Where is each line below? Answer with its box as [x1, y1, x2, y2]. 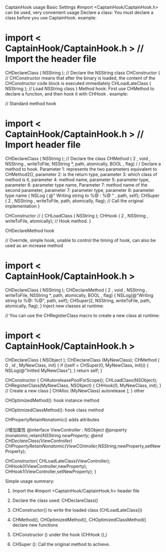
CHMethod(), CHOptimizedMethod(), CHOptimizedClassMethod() [12, 517, 146, 523]
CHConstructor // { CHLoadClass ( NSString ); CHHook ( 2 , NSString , [5, 212, 149, 218]
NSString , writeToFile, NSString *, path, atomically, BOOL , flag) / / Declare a [5, 161, 161, 167]
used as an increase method [5, 242, 63, 248]
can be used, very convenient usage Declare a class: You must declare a [5, 9, 154, 15]
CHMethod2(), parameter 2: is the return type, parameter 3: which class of [5, 171, 158, 177]
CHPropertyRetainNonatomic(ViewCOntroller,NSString [5, 443, 116, 449]
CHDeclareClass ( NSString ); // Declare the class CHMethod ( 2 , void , [5, 155, 151, 161]
